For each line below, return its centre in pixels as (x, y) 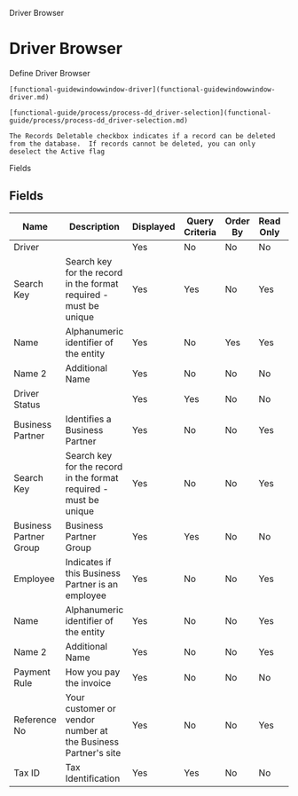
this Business (93, 573)
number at (86, 730)
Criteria (200, 232)
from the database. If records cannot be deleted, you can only (132, 144)
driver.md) (29, 97)
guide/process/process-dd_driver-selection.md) (99, 120)
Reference (35, 720)
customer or (91, 708)
